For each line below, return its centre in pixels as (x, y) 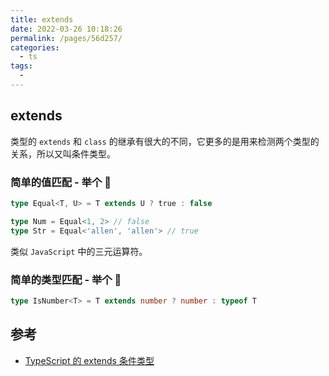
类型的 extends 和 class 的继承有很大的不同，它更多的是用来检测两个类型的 (165, 141)
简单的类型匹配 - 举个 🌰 (66, 279)
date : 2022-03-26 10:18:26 (66, 29)
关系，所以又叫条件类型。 (63, 153)
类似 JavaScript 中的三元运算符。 (79, 251)
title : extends (42, 19)
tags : (21, 66)
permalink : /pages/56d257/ (66, 38)
